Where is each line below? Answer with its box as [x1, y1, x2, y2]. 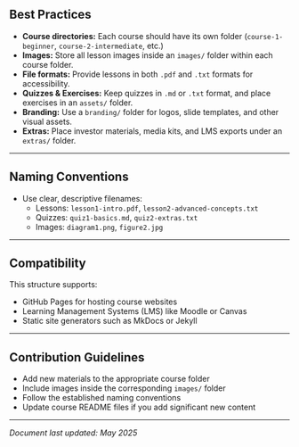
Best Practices [9, 7, 92, 22]
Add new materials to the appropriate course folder [21, 374, 211, 385]
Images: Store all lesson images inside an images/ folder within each [21, 49, 273, 61]
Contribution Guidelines [9, 350, 145, 365]
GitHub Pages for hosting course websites [21, 296, 178, 307]
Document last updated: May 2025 [9, 427, 138, 438]
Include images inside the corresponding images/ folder [21, 383, 226, 393]
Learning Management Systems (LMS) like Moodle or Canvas [21, 306, 247, 317]
